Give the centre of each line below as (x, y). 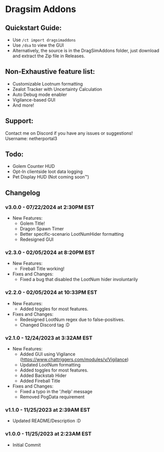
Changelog (23, 193)
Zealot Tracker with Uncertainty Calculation (57, 89)
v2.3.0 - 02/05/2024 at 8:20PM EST (50, 252)
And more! (23, 105)
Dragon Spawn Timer (42, 229)
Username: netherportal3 (31, 138)
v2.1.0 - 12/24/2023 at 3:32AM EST (49, 338)
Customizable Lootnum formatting (48, 83)
